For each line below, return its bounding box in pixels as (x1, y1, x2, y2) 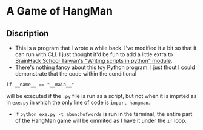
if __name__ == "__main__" (6, 82, 75, 88)
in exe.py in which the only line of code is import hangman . (6, 99, 150, 106)
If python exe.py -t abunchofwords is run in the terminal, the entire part (15, 111, 193, 117)
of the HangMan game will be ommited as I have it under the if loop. (15, 117, 187, 124)
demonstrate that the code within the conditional (15, 70, 137, 77)
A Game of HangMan (6, 4, 113, 18)
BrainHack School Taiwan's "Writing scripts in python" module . (15, 57, 173, 64)
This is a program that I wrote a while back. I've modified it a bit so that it (15, 44, 197, 51)
